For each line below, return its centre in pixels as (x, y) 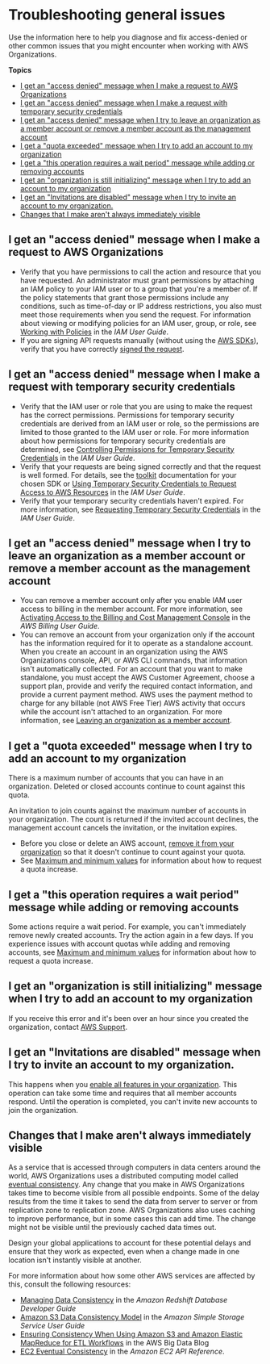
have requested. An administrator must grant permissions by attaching (137, 280)
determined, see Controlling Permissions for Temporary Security (127, 449)
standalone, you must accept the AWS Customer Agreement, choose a (137, 678)
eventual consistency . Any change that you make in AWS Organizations (127, 1185)
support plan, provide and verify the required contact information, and (136, 686)
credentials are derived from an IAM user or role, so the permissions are (139, 423)
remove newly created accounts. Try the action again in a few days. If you (131, 935)
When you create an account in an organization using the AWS (124, 652)
